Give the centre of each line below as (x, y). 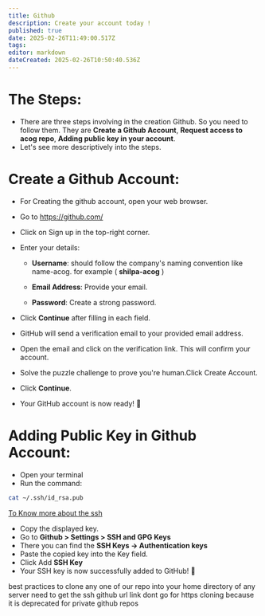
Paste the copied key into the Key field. (84, 554)
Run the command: (51, 483)
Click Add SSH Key (51, 562)
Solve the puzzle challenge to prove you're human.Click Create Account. (139, 372)
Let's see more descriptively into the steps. (90, 147)
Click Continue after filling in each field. (85, 318)
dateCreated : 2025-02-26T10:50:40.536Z (74, 61)
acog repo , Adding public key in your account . (97, 138)
